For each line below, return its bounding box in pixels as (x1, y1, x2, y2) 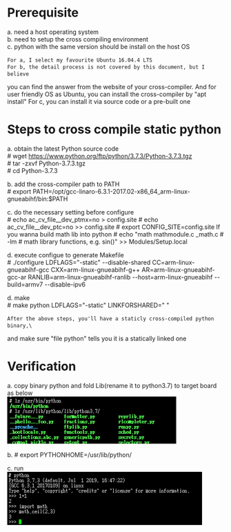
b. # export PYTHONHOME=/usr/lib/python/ (7, 450, 132, 459)
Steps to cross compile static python (7, 122, 222, 138)
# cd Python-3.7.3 (7, 166, 58, 174)
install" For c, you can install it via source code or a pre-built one (7, 97, 191, 105)
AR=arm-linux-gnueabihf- (141, 265, 215, 274)
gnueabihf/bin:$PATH (7, 194, 68, 203)
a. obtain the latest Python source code (7, 144, 119, 153)
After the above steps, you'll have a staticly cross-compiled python (7, 315, 214, 322)
